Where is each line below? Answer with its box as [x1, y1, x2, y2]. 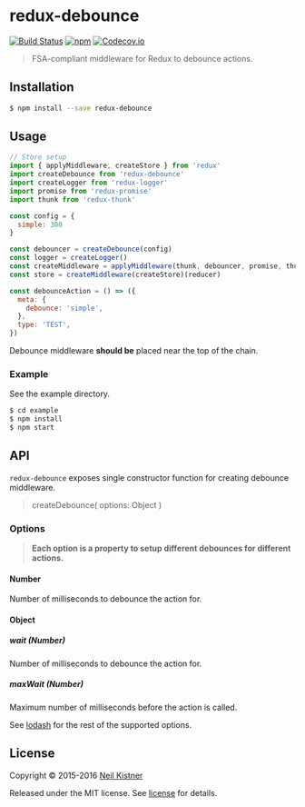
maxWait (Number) [9, 679, 84, 690]
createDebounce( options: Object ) [31, 499, 162, 510]
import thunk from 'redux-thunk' [9, 194, 136, 204]
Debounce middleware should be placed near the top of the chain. [9, 345, 259, 356]
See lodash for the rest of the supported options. [9, 719, 192, 730]
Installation [9, 79, 74, 95]
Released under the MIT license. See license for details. [9, 787, 218, 798]
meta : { [17, 294, 47, 304]
